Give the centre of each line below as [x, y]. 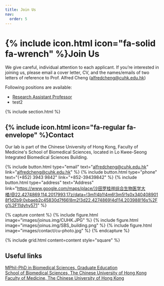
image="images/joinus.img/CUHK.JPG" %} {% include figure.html [72, 220]
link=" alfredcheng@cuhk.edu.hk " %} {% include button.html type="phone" [81, 172]
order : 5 [18, 19]
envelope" [21, 135]
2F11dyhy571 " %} [29, 206]
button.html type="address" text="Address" [50, 182]
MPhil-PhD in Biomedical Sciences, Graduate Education [61, 267]
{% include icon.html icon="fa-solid [80, 43]
